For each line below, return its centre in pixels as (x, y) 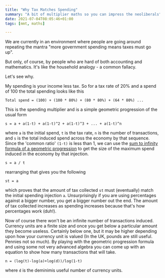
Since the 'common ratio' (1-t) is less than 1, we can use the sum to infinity (82, 143)
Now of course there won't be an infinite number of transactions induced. (79, 221)
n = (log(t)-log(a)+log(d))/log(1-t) (44, 261)
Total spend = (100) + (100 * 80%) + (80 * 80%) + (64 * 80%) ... (74, 101)
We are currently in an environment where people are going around (73, 42)
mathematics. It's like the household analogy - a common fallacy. (71, 67)
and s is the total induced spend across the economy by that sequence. (77, 138)
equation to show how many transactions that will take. (61, 252)
